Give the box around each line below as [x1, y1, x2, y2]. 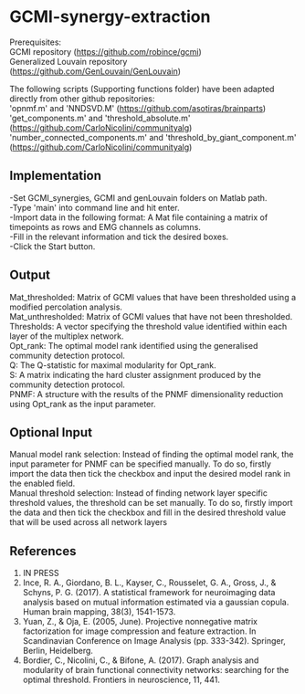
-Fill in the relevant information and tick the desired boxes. [9, 231, 229, 242]
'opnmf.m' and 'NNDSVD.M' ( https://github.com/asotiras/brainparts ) [9, 102, 267, 113]
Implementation [9, 168, 102, 184]
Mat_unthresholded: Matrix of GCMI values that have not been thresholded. [9, 310, 293, 321]
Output [9, 268, 50, 283]
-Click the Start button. [9, 240, 96, 252]
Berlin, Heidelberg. [22, 646, 94, 657]
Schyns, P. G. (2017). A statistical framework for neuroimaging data [22, 587, 276, 598]
